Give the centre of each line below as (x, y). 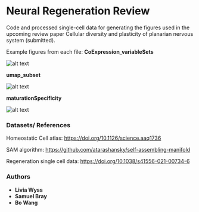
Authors (18, 177)
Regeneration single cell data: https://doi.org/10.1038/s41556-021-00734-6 (98, 161)
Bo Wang (26, 202)
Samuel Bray (31, 196)
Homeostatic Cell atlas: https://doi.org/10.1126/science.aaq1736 (84, 138)
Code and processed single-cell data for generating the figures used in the (98, 27)
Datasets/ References (38, 125)
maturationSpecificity (34, 98)
